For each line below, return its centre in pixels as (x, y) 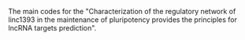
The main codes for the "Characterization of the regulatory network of (122, 11)
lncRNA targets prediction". (52, 28)
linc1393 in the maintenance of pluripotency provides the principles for (123, 20)
